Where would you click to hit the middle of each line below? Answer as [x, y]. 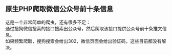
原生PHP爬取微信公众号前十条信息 [59, 9]
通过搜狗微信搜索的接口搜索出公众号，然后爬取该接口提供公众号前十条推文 [84, 28]
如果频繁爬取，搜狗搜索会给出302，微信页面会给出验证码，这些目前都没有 [84, 41]
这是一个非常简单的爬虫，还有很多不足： [48, 22]
